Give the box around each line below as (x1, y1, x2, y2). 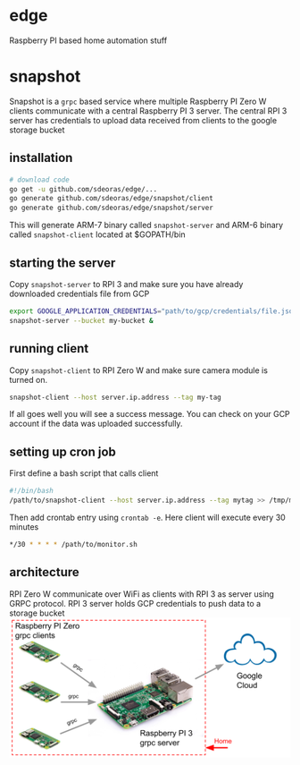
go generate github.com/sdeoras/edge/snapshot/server (9, 203, 214, 213)
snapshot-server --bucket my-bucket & (9, 316, 154, 325)
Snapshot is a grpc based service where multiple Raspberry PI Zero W (9, 96, 267, 106)
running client (9, 341, 89, 356)
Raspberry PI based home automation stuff (9, 35, 168, 46)
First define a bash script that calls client (9, 468, 159, 479)
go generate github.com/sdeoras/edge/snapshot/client (9, 194, 214, 203)
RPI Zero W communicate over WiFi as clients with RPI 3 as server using (9, 588, 275, 599)
